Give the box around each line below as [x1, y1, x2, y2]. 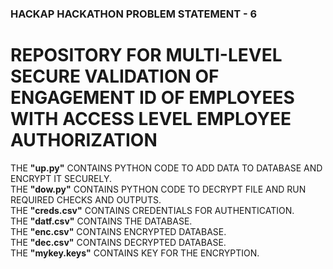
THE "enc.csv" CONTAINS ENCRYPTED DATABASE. [10, 225, 227, 237]
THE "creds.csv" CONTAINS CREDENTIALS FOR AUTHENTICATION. [10, 204, 295, 216]
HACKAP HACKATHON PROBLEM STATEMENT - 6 [10, 7, 258, 21]
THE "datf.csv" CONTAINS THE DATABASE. [10, 215, 193, 227]
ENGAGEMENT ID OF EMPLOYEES [10, 87, 295, 109]
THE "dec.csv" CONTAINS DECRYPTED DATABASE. [10, 236, 227, 248]
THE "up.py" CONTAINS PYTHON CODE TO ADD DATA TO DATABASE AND [10, 162, 323, 174]
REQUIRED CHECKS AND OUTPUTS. [10, 193, 162, 206]
